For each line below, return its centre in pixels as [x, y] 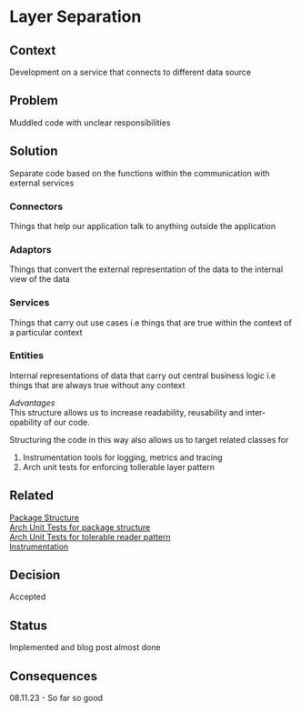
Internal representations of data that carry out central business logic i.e [142, 376]
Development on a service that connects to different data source [130, 72]
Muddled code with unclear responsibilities [90, 122]
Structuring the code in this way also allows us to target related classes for [149, 439]
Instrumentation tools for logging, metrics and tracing [122, 457]
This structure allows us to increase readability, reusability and [126, 412]
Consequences [54, 676]
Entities [26, 356]
